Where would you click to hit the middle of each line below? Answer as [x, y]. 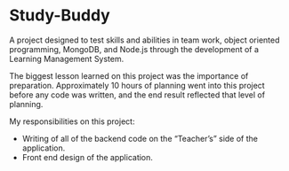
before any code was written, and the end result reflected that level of [137, 95]
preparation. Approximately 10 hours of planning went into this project [137, 85]
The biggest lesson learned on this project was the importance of [129, 75]
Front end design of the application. [88, 157]
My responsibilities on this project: [72, 121]
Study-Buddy [60, 16]
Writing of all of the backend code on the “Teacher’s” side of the [140, 138]
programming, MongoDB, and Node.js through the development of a [134, 49]
